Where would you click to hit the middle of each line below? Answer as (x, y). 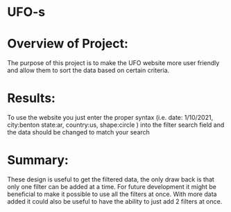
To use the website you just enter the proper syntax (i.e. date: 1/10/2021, (110, 118)
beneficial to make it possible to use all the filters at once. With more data (112, 194)
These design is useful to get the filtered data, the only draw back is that (111, 179)
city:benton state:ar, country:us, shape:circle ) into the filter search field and (116, 125)
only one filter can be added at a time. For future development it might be (112, 187)
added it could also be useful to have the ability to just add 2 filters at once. (115, 201)
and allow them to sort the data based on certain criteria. (88, 71)
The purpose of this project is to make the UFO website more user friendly (113, 63)
